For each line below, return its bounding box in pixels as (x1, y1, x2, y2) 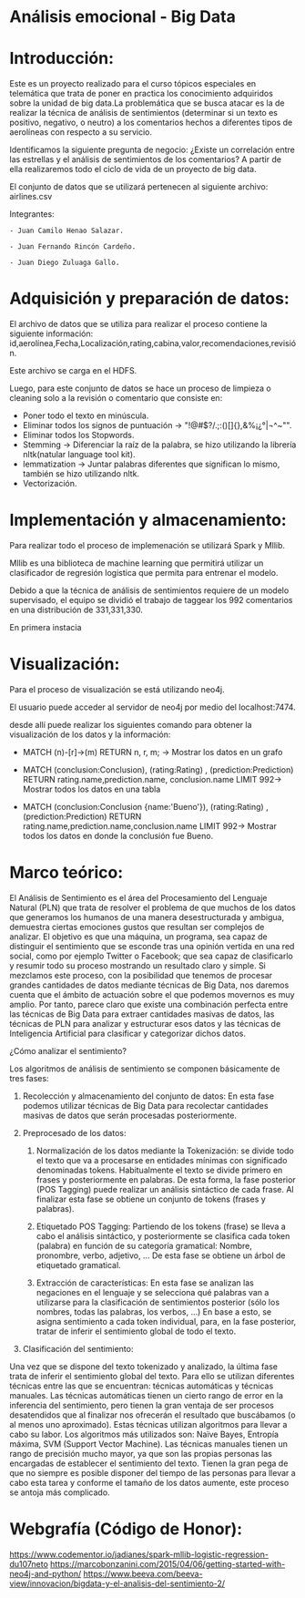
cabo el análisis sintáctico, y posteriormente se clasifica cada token (36, 1230, 290, 1241)
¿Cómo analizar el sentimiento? (9, 1045, 127, 1056)
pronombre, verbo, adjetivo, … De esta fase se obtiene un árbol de (36, 1250, 286, 1261)
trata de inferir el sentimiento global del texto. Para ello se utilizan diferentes (9, 1370, 295, 1381)
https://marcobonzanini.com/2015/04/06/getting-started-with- (49, 1558, 286, 1569)
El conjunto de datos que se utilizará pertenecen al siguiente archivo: (9, 181, 269, 192)
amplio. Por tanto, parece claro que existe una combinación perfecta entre (9, 999, 289, 1009)
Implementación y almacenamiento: (9, 510, 287, 530)
